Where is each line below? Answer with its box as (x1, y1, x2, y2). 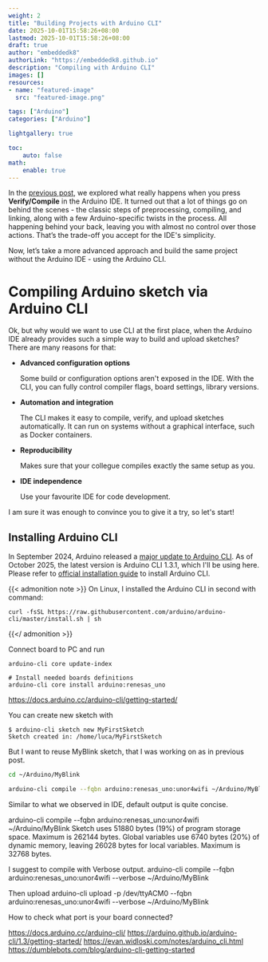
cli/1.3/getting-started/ (8, 936, 82, 946)
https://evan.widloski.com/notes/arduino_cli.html (83, 936, 244, 946)
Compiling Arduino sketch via (8, 283, 209, 300)
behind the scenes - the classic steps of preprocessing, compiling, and (8, 205, 242, 215)
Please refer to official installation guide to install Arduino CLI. (8, 568, 211, 579)
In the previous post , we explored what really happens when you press (8, 188, 241, 198)
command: (8, 592, 44, 603)
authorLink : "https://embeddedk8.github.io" (8, 57, 159, 65)
